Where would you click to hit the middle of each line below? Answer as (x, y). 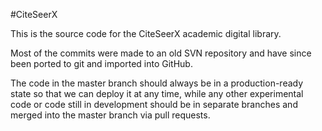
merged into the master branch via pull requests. (110, 115)
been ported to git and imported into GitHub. (101, 63)
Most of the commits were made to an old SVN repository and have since (161, 53)
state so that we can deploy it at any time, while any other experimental (157, 93)
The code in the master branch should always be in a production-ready (157, 83)
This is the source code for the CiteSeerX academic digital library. (146, 33)
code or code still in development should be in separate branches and (154, 104)
